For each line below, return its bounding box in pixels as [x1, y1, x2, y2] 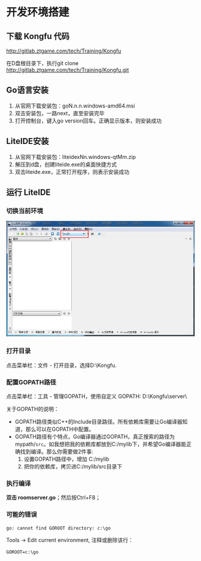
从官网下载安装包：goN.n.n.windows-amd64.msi [14, 102, 136, 109]
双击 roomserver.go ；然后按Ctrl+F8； [6, 494, 101, 501]
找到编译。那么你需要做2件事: [20, 447, 94, 455]
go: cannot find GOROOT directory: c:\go [6, 525, 111, 531]
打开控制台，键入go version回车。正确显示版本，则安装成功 [14, 117, 162, 124]
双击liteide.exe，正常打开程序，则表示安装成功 [14, 168, 130, 175]
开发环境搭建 [6, 5, 70, 19]
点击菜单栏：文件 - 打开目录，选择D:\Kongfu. [6, 361, 117, 369]
